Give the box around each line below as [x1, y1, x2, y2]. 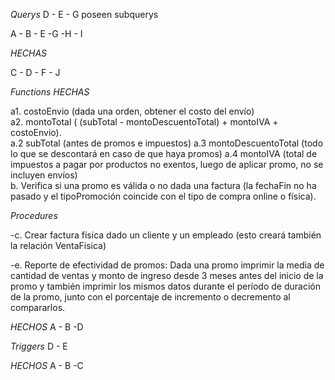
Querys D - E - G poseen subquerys [10, 9, 159, 20]
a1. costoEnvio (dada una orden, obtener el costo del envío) [10, 105, 255, 117]
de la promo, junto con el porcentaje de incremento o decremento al [10, 291, 291, 303]
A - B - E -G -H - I [10, 28, 83, 39]
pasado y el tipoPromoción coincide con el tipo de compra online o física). [10, 190, 317, 202]
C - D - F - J [10, 67, 61, 78]
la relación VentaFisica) [10, 240, 107, 251]
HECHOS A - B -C [10, 360, 84, 371]
